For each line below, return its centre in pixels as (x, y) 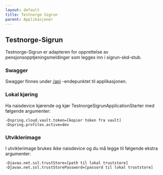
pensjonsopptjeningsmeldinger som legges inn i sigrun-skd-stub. (74, 57)
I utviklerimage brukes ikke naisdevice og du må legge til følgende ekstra (82, 148)
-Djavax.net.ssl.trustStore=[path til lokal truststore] (67, 163)
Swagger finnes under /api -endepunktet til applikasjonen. (66, 81)
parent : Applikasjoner (29, 19)
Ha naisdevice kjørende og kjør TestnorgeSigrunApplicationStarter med (80, 105)
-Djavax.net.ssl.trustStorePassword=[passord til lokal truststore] (79, 167)
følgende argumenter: (28, 111)
